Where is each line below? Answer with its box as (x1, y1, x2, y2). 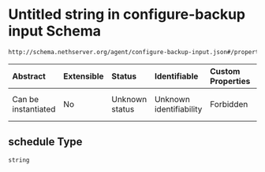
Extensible (62, 71, 104, 82)
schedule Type (8, 135, 83, 148)
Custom (210, 65, 241, 76)
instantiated (12, 104, 56, 115)
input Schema (8, 22, 101, 40)
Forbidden (210, 98, 248, 109)
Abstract (12, 71, 46, 82)
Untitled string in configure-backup (8, 5, 246, 24)
